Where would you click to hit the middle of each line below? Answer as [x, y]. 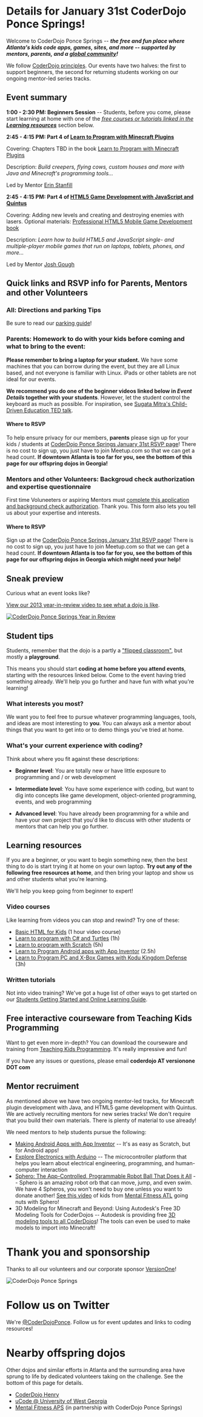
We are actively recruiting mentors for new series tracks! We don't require [98, 1114]
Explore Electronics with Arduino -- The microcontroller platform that [101, 1157]
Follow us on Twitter [58, 1305]
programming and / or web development [65, 777]
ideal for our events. [31, 379]
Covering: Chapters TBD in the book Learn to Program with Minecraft [93, 148]
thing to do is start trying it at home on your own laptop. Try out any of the [99, 867]
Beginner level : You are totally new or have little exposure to [91, 770]
